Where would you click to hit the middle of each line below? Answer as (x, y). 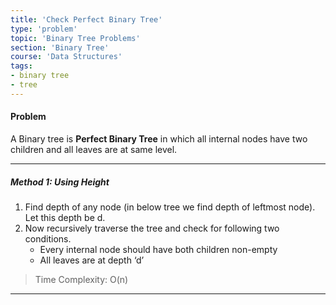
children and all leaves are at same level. (94, 149)
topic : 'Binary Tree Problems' (75, 38)
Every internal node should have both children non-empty (158, 249)
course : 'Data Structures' (66, 57)
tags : (21, 66)
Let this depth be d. (65, 217)
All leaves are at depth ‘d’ (92, 260)
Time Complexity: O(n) (81, 279)
